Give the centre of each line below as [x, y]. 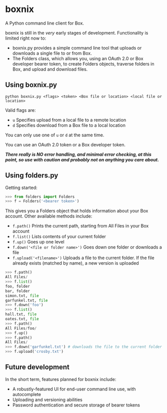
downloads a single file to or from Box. [52, 53]
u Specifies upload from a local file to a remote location [69, 120]
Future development [37, 367]
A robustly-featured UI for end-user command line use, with [74, 389]
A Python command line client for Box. [44, 23]
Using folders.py [32, 176]
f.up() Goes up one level [38, 242]
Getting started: [21, 187]
